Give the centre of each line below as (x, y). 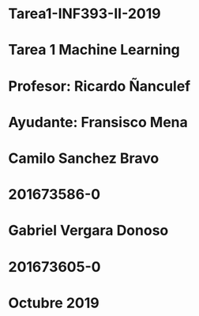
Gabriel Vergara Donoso (88, 231)
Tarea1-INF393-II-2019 (84, 14)
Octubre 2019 (54, 303)
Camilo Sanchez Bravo (84, 158)
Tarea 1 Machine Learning (94, 50)
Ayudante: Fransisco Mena (98, 122)
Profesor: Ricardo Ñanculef (99, 86)
